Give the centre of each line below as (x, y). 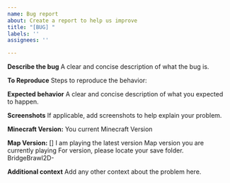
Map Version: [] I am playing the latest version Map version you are (105, 143)
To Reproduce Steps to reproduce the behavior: (77, 81)
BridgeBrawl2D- (31, 158)
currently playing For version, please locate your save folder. (96, 150)
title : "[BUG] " (31, 27)
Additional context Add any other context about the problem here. (104, 172)
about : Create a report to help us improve (73, 21)
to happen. (23, 102)
